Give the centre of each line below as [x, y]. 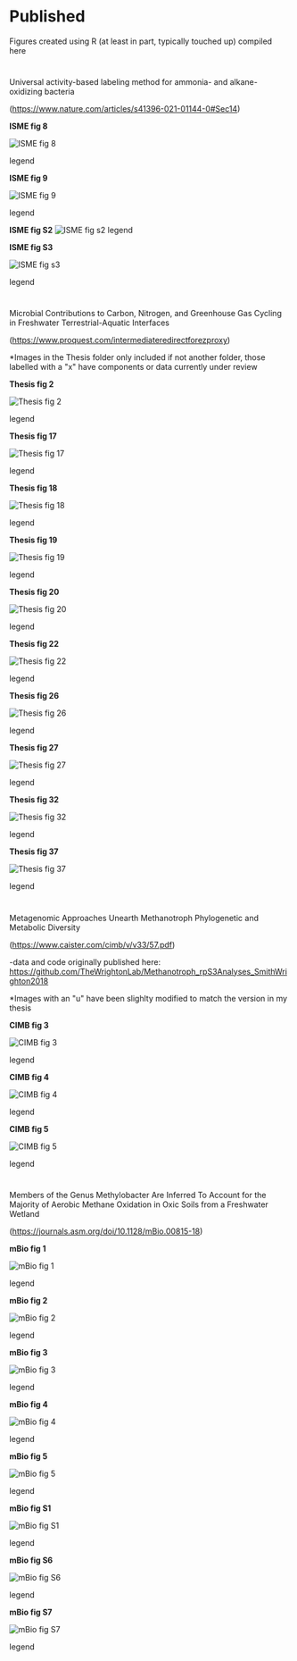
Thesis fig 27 [34, 748]
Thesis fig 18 [33, 488]
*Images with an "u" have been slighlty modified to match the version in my [148, 998]
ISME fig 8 [29, 126]
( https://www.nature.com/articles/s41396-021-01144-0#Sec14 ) [125, 109]
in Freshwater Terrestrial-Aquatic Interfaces [90, 323]
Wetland [25, 1213]
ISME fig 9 [29, 178]
